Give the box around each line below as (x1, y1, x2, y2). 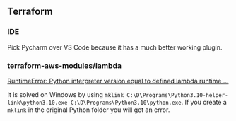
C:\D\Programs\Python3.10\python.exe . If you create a (70, 98, 228, 106)
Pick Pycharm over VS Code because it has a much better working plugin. (7, 42, 223, 52)
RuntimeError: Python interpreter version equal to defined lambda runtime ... (7, 76, 229, 85)
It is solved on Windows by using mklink (7, 90, 124, 98)
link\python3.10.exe (7, 99, 69, 106)
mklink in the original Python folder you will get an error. (7, 105, 170, 114)
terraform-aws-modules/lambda (7, 60, 122, 70)
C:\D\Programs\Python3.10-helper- (126, 91, 228, 98)
